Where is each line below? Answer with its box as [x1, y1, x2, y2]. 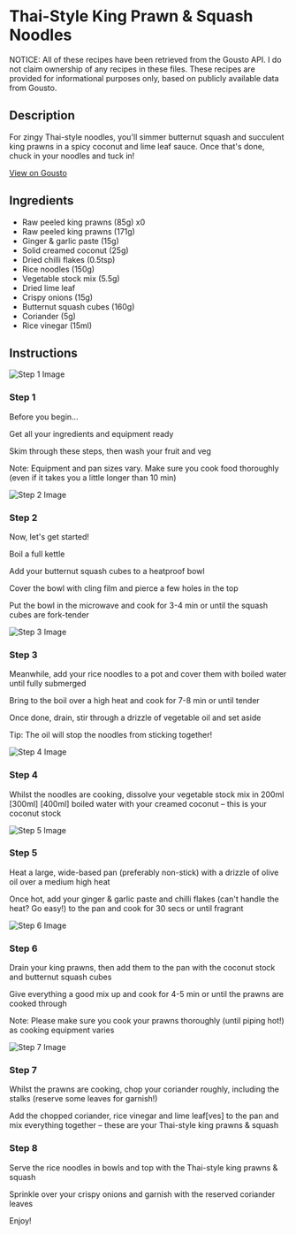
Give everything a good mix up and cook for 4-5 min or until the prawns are [9, 989, 285, 1000]
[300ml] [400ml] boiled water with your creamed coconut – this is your [9, 798, 268, 809]
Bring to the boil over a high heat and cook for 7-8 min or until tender [9, 695, 261, 706]
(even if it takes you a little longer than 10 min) [9, 472, 177, 483]
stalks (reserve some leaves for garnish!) [9, 1093, 158, 1104]
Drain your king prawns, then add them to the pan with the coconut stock [9, 963, 276, 973]
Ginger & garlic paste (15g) [21, 235, 119, 246]
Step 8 [9, 1142, 38, 1154]
